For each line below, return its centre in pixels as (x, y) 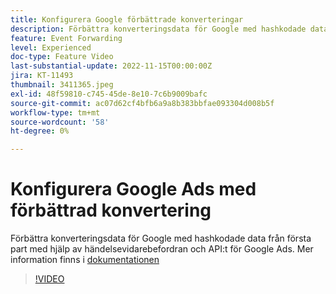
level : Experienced (51, 47)
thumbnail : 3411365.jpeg (62, 85)
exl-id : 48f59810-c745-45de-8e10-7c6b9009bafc (109, 94)
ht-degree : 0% (40, 131)
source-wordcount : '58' (60, 122)
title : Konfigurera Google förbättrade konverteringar (127, 19)
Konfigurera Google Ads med (133, 189)
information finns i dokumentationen (85, 260)
